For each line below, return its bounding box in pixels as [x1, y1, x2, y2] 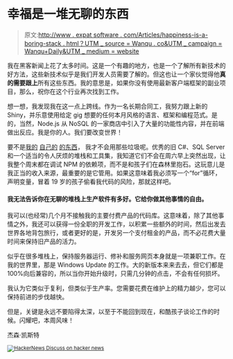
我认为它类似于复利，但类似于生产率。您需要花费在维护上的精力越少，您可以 [7, 284, 226, 292]
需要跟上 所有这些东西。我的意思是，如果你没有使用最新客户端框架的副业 [12, 78, 220, 87]
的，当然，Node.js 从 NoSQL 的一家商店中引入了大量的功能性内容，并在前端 [7, 119, 225, 128]
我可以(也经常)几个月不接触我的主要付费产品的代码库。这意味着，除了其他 [7, 211, 218, 220]
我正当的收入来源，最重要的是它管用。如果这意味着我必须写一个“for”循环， [7, 168, 221, 177]
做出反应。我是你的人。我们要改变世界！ [7, 128, 123, 136]
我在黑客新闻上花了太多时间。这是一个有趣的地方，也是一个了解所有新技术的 [7, 61, 226, 69]
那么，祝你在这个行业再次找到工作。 [19, 87, 123, 96]
